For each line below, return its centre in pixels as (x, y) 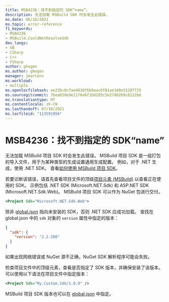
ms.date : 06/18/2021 (27, 19)
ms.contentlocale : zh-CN (31, 105)
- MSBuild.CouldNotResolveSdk (37, 39)
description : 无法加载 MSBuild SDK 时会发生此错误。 (57, 15)
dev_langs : (17, 43)
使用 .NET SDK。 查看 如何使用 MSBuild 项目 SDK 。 (67, 168)
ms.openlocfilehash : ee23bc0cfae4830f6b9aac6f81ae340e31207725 (73, 90)
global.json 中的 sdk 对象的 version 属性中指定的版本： (62, 218)
